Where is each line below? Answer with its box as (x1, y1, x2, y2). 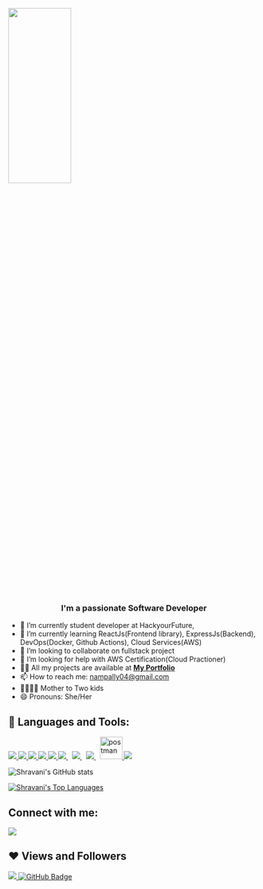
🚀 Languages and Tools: (8, 715, 130, 729)
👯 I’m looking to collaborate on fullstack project (19, 646, 175, 656)
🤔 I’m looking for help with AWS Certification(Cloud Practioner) (19, 654, 226, 664)
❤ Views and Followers (8, 850, 128, 863)
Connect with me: (8, 806, 99, 820)
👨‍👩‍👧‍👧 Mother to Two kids (19, 683, 104, 693)
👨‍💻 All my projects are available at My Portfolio (19, 663, 175, 673)
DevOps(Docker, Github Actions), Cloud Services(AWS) (19, 638, 202, 647)
